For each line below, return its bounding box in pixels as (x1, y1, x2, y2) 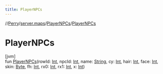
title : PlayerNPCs (5, 7, 42, 12)
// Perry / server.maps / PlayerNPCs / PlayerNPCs (5, 20, 96, 26)
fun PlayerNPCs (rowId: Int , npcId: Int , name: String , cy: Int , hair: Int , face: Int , (5, 59, 159, 64)
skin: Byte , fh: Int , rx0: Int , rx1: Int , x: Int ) (5, 63, 85, 69)
